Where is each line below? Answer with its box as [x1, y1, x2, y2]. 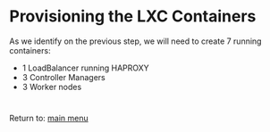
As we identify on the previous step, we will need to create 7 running [9, 36, 262, 46]
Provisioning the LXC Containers [9, 6, 257, 27]
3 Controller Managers [21, 71, 105, 82]
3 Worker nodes [21, 81, 82, 92]
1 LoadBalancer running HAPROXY [21, 62, 149, 73]
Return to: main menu [9, 113, 89, 124]
